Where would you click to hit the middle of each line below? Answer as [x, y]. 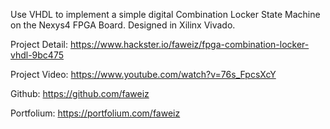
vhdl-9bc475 [37, 55]
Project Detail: [39, 44]
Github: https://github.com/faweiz [80, 93]
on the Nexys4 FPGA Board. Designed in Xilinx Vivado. [123, 25]
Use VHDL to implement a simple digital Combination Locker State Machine [165, 14]
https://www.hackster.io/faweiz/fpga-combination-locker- [189, 44]
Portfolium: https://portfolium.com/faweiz [95, 113]
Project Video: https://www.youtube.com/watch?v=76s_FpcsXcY [143, 74]
